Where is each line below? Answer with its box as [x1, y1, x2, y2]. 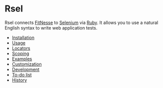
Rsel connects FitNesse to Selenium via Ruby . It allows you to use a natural [4, 19, 159, 25]
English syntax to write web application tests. [4, 24, 98, 30]
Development [11, 66, 40, 72]
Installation [11, 34, 35, 40]
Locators [11, 45, 30, 51]
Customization [11, 61, 42, 67]
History [11, 77, 27, 83]
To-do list [11, 71, 32, 77]
